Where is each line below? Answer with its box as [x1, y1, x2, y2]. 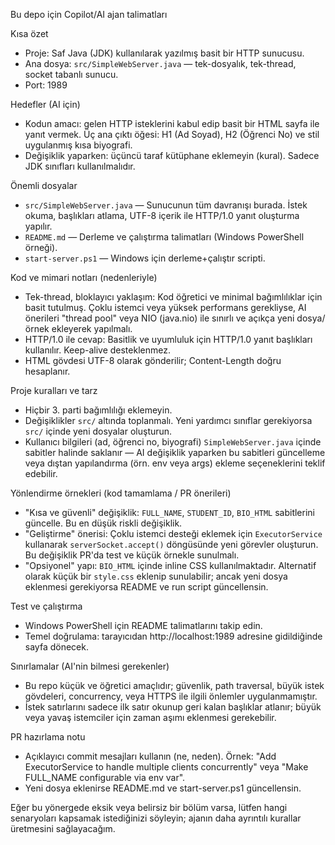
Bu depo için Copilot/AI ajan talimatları [10, 9, 168, 20]
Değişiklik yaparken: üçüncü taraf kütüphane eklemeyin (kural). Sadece [24, 150, 320, 161]
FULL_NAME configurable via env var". [24, 772, 186, 783]
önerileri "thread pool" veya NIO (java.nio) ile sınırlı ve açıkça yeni [24, 312, 295, 324]
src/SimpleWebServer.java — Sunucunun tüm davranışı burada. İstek [24, 199, 308, 211]
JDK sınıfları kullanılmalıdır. [24, 160, 136, 172]
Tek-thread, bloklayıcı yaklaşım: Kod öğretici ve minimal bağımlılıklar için [24, 291, 323, 303]
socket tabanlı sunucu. [24, 69, 119, 80]
